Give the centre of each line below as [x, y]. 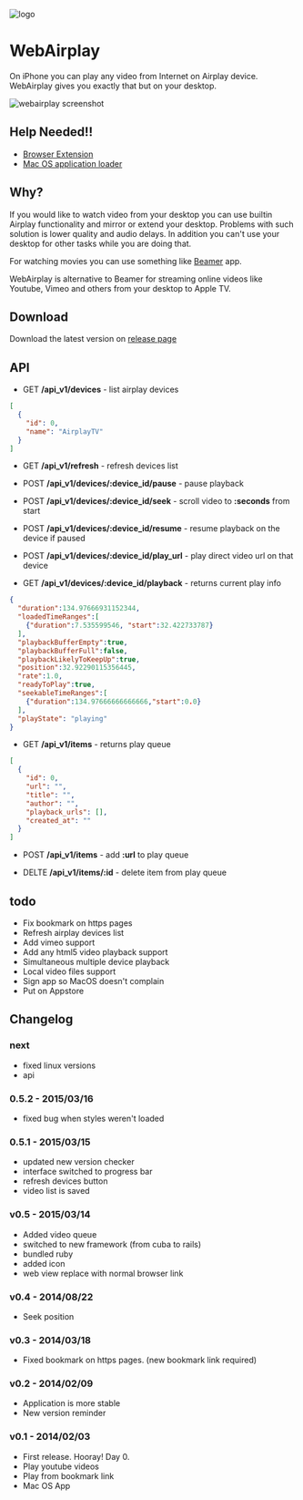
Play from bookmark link [68, 1475]
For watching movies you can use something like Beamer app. [126, 261]
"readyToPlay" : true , [56, 685]
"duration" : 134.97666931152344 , [79, 609]
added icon [44, 1263]
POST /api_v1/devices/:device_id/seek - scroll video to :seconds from [156, 501]
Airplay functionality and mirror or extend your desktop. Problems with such [151, 224]
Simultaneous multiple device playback [96, 962]
